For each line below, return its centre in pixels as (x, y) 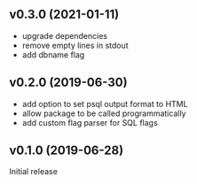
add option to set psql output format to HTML (105, 103)
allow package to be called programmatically (104, 113)
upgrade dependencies (65, 35)
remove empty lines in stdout (75, 45)
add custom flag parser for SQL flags (90, 122)
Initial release (33, 172)
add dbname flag (53, 54)
